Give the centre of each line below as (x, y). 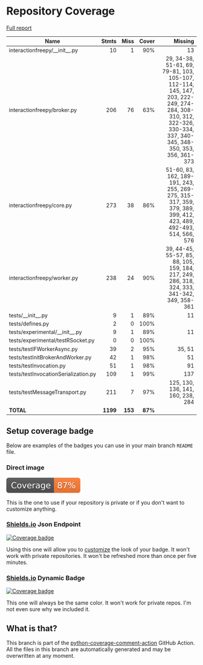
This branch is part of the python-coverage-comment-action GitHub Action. (101, 643)
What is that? (32, 628)
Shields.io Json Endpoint (44, 525)
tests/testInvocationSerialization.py (53, 374)
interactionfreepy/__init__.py (43, 50)
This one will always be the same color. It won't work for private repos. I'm (99, 603)
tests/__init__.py (28, 315)
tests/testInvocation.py (37, 366)
